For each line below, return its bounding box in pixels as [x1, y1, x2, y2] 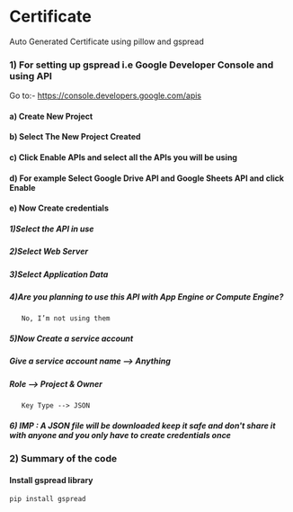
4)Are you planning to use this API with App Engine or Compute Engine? [9, 291, 284, 302]
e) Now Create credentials [9, 202, 110, 213]
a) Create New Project [9, 111, 93, 121]
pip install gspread [9, 495, 87, 504]
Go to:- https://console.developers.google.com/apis [9, 90, 202, 101]
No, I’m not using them [21, 314, 111, 323]
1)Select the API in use [9, 223, 94, 234]
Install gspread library [9, 474, 93, 485]
